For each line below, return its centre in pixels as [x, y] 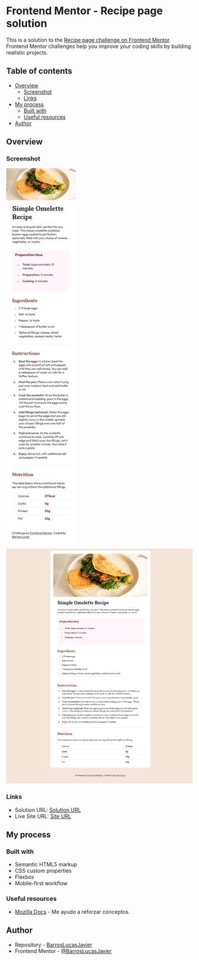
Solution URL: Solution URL [48, 809]
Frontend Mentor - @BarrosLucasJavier [63, 951]
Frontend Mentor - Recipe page [84, 11]
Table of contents [39, 71]
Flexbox [24, 877]
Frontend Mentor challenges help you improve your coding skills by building [99, 46]
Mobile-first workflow [41, 884]
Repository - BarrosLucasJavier [54, 945]
